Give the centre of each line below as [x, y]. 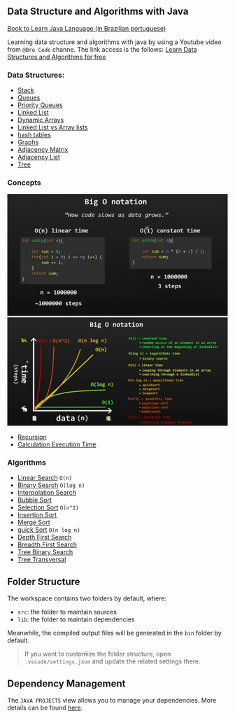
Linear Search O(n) [44, 478]
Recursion [32, 437]
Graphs [28, 142]
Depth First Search [44, 537]
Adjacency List [39, 157]
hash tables [34, 135]
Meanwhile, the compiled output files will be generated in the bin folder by [114, 633]
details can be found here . [45, 708]
